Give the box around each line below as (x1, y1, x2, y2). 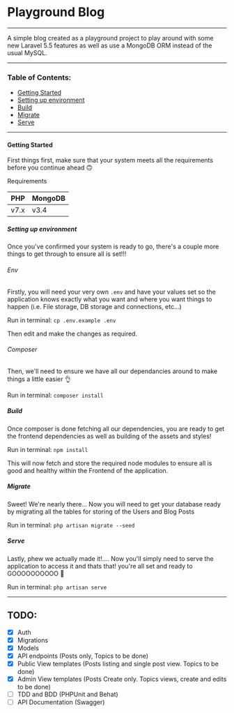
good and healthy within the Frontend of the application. (7, 466, 169, 474)
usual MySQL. (7, 48, 47, 57)
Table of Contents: (7, 73, 72, 82)
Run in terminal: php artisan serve (7, 583, 107, 591)
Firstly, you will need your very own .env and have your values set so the (7, 287, 216, 296)
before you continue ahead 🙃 (7, 163, 93, 172)
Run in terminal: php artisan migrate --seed (7, 520, 135, 529)
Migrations (17, 636, 49, 644)
